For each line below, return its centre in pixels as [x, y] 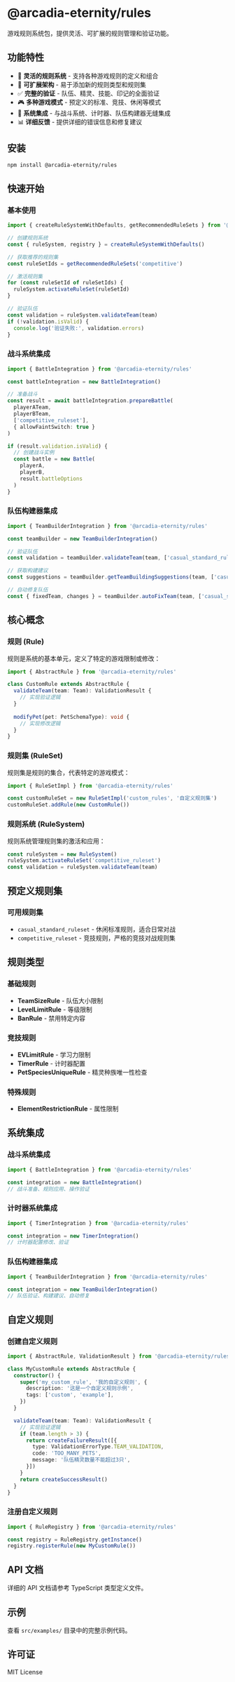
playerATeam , [33, 408]
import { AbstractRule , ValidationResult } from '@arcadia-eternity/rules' [120, 1356]
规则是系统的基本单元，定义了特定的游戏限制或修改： [84, 658]
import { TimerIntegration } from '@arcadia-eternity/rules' [98, 1223]
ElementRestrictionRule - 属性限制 [68, 1109]
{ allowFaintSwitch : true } [55, 427]
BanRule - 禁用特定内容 [51, 1018]
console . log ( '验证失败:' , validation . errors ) [79, 328]
